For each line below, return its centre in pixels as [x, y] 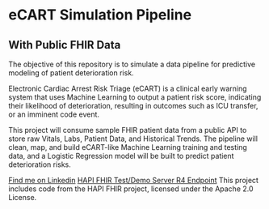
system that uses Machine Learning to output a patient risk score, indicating [135, 97]
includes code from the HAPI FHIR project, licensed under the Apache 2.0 [131, 189]
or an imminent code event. [54, 114]
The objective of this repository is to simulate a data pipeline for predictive [132, 64]
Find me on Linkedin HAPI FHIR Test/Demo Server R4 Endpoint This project [133, 180]
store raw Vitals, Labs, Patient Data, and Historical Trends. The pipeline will [133, 139]
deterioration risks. [40, 164]
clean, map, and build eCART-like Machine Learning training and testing [128, 147]
